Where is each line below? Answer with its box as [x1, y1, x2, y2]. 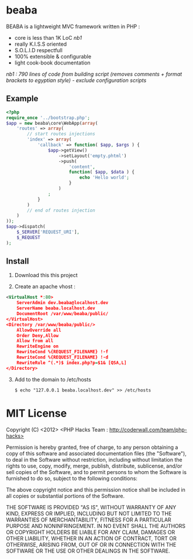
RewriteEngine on [16, 343, 59, 349]
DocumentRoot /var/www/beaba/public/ [16, 311, 109, 317]
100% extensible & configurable [14, 53, 92, 60]
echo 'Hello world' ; [79, 175, 130, 180]
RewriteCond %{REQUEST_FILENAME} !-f [16, 349, 109, 355]
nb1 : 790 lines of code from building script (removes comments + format [6, 70, 182, 77]
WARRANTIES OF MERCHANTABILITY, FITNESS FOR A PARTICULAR [6, 516, 171, 523]
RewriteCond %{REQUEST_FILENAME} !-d [16, 355, 109, 360]
